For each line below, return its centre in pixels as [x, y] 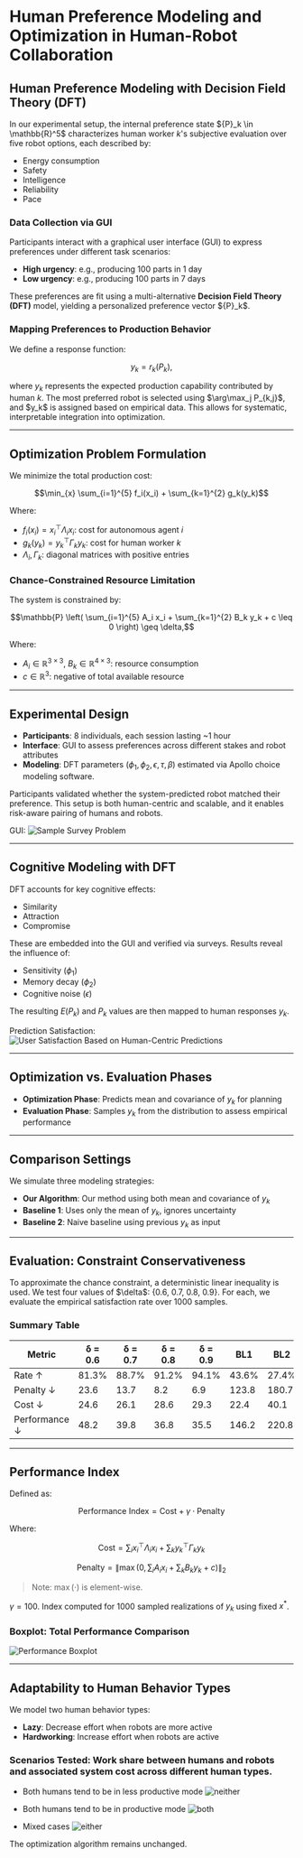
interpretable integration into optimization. [87, 417]
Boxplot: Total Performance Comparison [100, 1631]
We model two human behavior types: [80, 1710]
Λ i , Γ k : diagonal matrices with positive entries [106, 555]
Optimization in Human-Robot [124, 36]
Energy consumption [61, 161]
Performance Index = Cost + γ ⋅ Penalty [151, 1511]
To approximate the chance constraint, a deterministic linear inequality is [144, 1283]
